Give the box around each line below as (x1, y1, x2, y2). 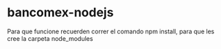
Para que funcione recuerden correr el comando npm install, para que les (7, 27, 215, 35)
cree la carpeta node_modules (7, 34, 93, 42)
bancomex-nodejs (7, 5, 114, 20)
